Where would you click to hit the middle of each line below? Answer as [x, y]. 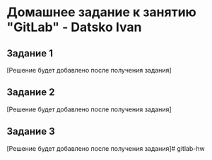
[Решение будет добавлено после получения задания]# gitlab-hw [106, 148]
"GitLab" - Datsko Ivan [74, 27]
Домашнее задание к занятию [102, 12]
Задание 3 [31, 131]
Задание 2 [31, 92]
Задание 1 [30, 53]
